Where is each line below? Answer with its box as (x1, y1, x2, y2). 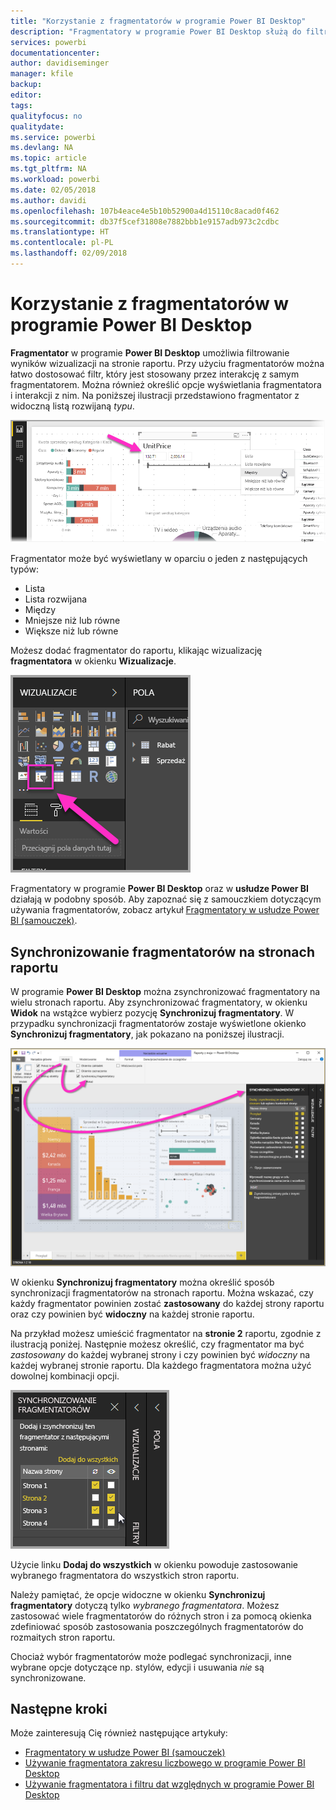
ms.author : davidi (10, 195, 87, 205)
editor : (10, 90, 43, 100)
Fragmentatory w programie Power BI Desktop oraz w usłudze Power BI (10, 883, 309, 895)
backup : (10, 80, 43, 90)
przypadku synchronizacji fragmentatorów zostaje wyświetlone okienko (10, 1018, 307, 1030)
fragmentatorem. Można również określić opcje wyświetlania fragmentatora (10, 378, 322, 390)
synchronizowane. (10, 1671, 87, 1684)
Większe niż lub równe (24, 625, 119, 637)
